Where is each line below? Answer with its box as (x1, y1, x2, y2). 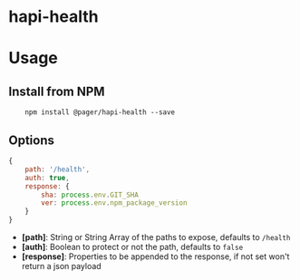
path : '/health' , (24, 165, 91, 174)
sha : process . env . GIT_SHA (41, 190, 140, 199)
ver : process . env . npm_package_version (41, 198, 188, 208)
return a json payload (21, 261, 102, 271)
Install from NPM (8, 83, 105, 99)
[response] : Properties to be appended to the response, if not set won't (21, 251, 290, 262)
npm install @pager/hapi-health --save (24, 108, 176, 117)
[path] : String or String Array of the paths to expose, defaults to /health (21, 232, 291, 242)
